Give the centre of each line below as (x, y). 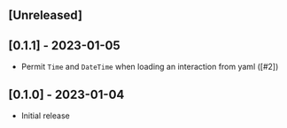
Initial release (45, 116)
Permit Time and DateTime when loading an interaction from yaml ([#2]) (150, 67)
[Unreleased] (46, 15)
